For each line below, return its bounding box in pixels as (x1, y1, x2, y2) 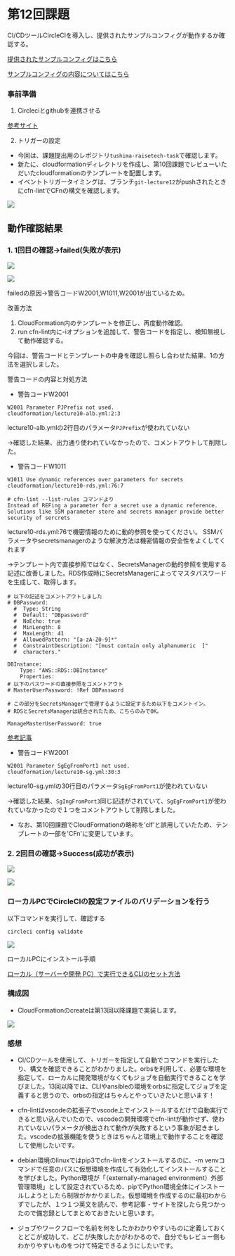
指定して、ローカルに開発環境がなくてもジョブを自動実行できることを (17, 1074, 220, 1082)
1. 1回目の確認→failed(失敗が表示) (7, 245, 121, 255)
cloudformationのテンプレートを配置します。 (36, 169, 166, 177)
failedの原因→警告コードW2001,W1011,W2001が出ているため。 (7, 288, 189, 297)
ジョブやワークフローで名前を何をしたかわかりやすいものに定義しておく (17, 1224, 227, 1232)
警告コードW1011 (17, 462, 67, 470)
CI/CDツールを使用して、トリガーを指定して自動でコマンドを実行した (17, 1056, 219, 1065)
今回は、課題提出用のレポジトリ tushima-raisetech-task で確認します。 (17, 151, 222, 160)
